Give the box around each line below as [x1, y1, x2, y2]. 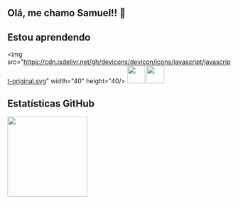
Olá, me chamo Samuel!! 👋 [7, 7, 126, 19]
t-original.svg [7, 77, 47, 85]
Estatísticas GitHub [7, 97, 94, 109]
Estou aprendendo [7, 31, 91, 43]
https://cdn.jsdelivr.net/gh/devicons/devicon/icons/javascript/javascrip [23, 58, 231, 66]
